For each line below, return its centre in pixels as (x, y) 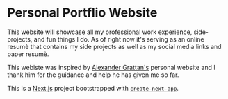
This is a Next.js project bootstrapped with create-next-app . (93, 88)
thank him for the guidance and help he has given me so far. (93, 75)
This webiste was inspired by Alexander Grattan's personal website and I (111, 67)
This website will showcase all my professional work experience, (100, 32)
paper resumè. (28, 54)
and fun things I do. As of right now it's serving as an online (119, 39)
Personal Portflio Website (82, 13)
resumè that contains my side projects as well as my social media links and (114, 46)
